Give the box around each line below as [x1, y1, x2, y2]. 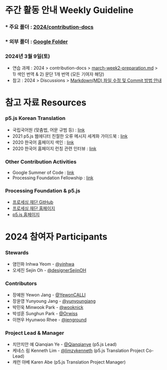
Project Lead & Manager [5, 330, 65, 337]
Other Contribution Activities [5, 158, 77, 165]
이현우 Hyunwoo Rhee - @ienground [12, 317, 87, 323]
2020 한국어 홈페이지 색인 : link [12, 139, 74, 145]
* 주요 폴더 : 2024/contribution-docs [5, 23, 94, 30]
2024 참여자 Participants [5, 231, 108, 242]
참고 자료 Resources [5, 97, 86, 108]
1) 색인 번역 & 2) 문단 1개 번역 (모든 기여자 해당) [12, 71, 104, 77]
